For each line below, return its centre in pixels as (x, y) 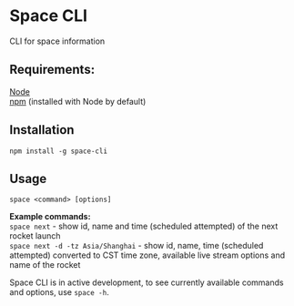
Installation (42, 130)
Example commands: (50, 217)
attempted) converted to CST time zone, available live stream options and (147, 255)
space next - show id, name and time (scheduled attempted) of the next (144, 226)
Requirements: (52, 70)
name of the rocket (45, 265)
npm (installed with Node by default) (78, 101)
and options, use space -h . (59, 292)
